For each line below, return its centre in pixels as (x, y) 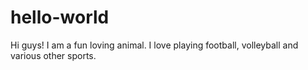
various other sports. (53, 55)
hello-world (60, 17)
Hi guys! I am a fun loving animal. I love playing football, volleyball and (154, 45)
